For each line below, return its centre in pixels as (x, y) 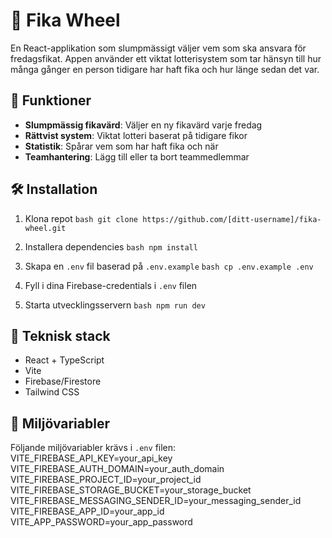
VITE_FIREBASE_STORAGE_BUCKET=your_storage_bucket (131, 490)
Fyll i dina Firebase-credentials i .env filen (111, 285)
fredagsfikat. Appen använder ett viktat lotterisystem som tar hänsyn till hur (166, 58)
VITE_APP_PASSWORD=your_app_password (101, 522)
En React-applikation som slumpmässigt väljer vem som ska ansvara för (158, 48)
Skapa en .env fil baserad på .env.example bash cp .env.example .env (169, 266)
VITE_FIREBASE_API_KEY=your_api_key (91, 458)
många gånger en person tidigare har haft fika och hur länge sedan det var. (165, 69)
